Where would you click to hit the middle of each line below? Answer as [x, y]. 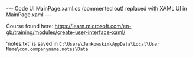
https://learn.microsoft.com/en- [93, 26]
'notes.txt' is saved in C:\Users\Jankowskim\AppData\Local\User [83, 44]
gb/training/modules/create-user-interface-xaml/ [66, 32]
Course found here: [30, 26]
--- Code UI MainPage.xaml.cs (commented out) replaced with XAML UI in [97, 8]
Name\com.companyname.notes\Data [47, 49]
